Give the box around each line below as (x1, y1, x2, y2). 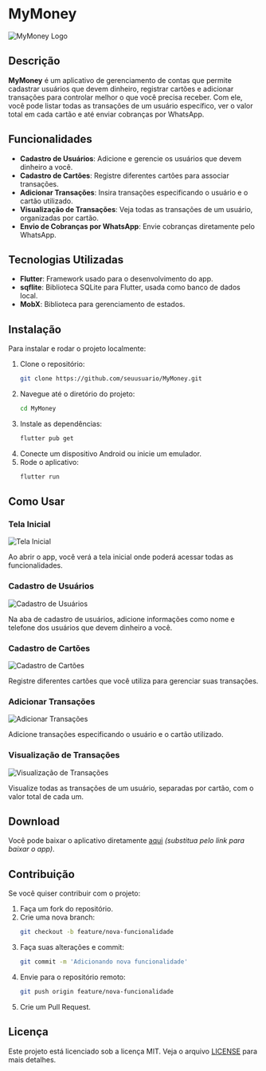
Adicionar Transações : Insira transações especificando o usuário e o (19, 187, 248, 197)
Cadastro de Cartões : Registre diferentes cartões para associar (19, 171, 229, 180)
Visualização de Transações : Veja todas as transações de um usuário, (19, 204, 253, 214)
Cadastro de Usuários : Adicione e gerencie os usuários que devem (19, 153, 241, 163)
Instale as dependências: (19, 419, 102, 428)
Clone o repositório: (19, 360, 85, 369)
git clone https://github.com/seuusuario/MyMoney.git (19, 375, 202, 383)
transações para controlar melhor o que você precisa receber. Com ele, (8, 93, 243, 102)
